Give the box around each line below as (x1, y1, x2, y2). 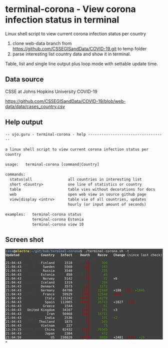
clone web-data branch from (12, 40, 72, 46)
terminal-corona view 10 (31, 221, 84, 227)
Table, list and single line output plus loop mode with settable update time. (5, 60, 158, 66)
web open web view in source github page (9, 191, 146, 197)
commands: (5, 171, 26, 177)
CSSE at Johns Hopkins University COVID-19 (5, 88, 97, 94)
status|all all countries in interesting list (9, 176, 142, 182)
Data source (5, 75, 44, 83)
